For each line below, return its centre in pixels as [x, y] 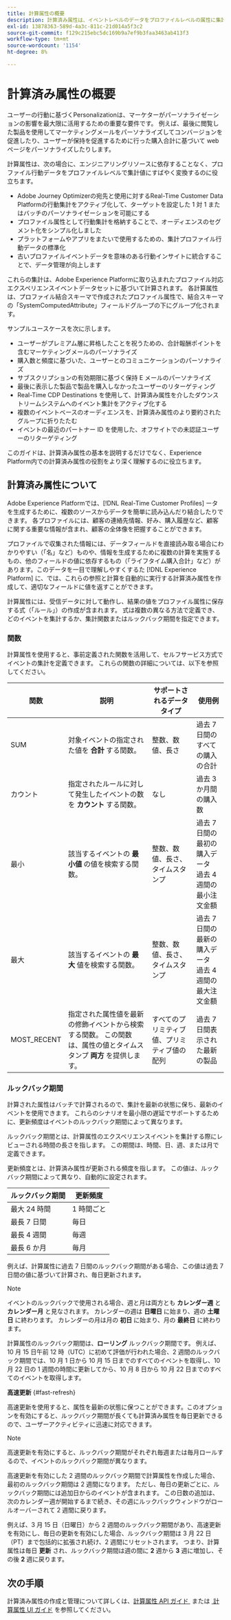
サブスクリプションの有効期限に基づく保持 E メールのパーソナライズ [114, 377]
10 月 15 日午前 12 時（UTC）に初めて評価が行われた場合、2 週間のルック [111, 1352]
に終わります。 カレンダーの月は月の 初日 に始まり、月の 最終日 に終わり [118, 1320]
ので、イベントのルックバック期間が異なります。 [82, 1461]
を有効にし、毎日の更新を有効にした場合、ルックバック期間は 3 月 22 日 [109, 1533]
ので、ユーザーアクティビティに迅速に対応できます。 [81, 1424]
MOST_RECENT [36, 1039]
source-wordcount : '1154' [44, 46]
